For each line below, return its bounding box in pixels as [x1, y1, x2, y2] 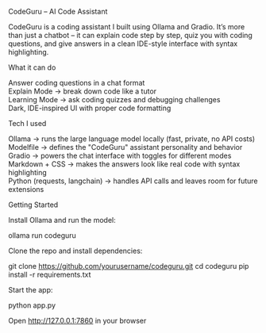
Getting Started [8, 200, 59, 209]
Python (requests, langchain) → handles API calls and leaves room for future [8, 176, 258, 186]
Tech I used [8, 119, 47, 128]
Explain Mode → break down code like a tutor [8, 86, 157, 96]
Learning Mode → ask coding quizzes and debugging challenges [8, 95, 221, 104]
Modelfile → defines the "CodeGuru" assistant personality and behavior [8, 143, 243, 151]
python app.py [8, 300, 56, 310]
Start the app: [8, 285, 53, 294]
